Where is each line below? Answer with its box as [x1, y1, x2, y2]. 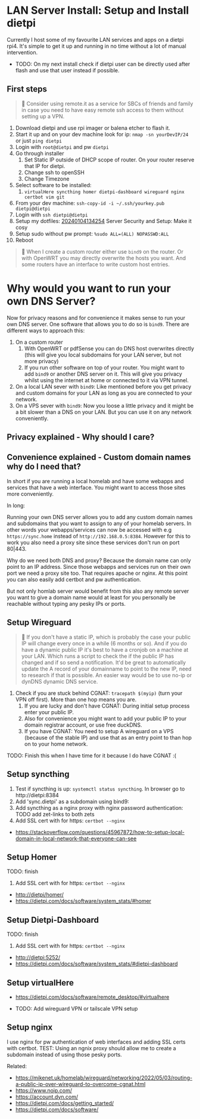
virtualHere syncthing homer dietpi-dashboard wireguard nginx [24, 189, 185, 195]
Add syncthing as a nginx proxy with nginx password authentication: [15, 804, 183, 811]
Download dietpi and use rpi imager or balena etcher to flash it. [15, 124, 170, 132]
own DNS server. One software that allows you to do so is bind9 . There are [7, 321, 189, 328]
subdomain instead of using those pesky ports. [7, 1051, 123, 1058]
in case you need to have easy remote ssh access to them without [21, 106, 184, 114]
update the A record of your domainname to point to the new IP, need [21, 665, 192, 672]
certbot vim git [24, 194, 65, 200]
